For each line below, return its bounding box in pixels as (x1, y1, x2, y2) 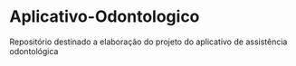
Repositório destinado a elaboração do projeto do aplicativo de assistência (9, 36, 288, 47)
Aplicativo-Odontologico (9, 6, 200, 27)
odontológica (9, 45, 59, 56)
